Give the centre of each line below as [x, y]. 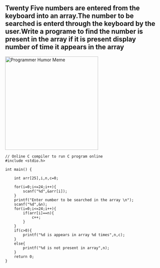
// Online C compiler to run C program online [54, 156]
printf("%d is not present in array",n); [66, 248]
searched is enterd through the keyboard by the [80, 24]
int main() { [19, 169]
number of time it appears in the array [65, 47]
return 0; [24, 257]
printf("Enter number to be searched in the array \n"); [74, 200]
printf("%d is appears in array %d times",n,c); [74, 235]
